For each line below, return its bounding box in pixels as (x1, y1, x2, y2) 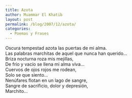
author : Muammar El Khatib (5, 12, 63, 17)
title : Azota (5, 7, 33, 13)
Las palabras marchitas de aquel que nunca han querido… (5, 50, 127, 56)
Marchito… (5, 88, 28, 94)
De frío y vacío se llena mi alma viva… (5, 61, 85, 67)
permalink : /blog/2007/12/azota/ (5, 21, 76, 27)
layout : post (5, 17, 33, 22)
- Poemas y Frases (10, 31, 49, 36)
